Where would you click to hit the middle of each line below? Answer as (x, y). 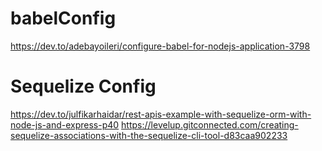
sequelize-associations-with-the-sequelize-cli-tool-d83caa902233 (149, 135)
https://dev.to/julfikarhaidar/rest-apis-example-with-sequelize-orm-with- (161, 114)
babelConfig (63, 18)
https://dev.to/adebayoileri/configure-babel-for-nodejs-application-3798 (160, 46)
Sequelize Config (83, 86)
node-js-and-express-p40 (65, 124)
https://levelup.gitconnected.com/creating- (210, 124)
